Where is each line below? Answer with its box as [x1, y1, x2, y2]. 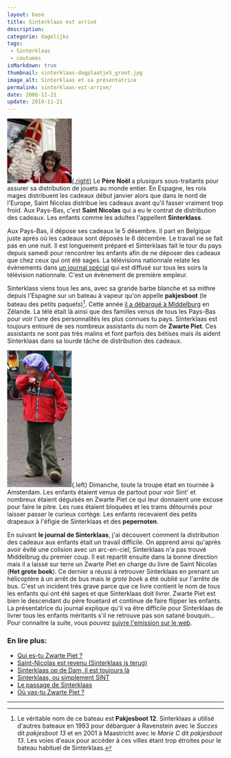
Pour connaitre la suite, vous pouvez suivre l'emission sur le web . [7, 618, 192, 627]
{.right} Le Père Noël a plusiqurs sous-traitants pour [71, 177, 219, 186]
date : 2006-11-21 [7, 91, 57, 98]
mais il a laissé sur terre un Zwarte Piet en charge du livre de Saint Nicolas [7, 559, 218, 568]
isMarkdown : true [7, 62, 57, 69]
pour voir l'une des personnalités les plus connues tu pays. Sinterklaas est [7, 315, 218, 323]
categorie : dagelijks [7, 33, 69, 40]
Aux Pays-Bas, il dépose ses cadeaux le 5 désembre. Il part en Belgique [7, 227, 211, 235]
